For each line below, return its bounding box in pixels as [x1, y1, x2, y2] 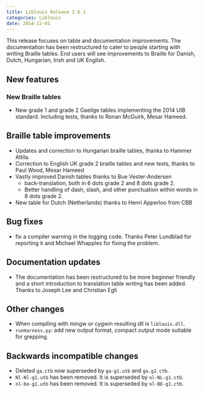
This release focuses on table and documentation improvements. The [6, 37, 181, 45]
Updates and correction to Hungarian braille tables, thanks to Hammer [15, 147, 192, 154]
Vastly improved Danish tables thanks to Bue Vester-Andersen [15, 172, 172, 180]
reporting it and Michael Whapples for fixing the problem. [15, 239, 160, 246]
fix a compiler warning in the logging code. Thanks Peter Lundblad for [15, 233, 192, 240]
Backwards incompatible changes [6, 351, 139, 361]
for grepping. [15, 333, 49, 340]
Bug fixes [6, 216, 43, 227]
